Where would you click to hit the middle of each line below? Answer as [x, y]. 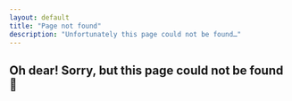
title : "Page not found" [55, 26]
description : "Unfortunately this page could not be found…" [125, 34]
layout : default [39, 17]
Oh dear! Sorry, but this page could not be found [146, 70]
